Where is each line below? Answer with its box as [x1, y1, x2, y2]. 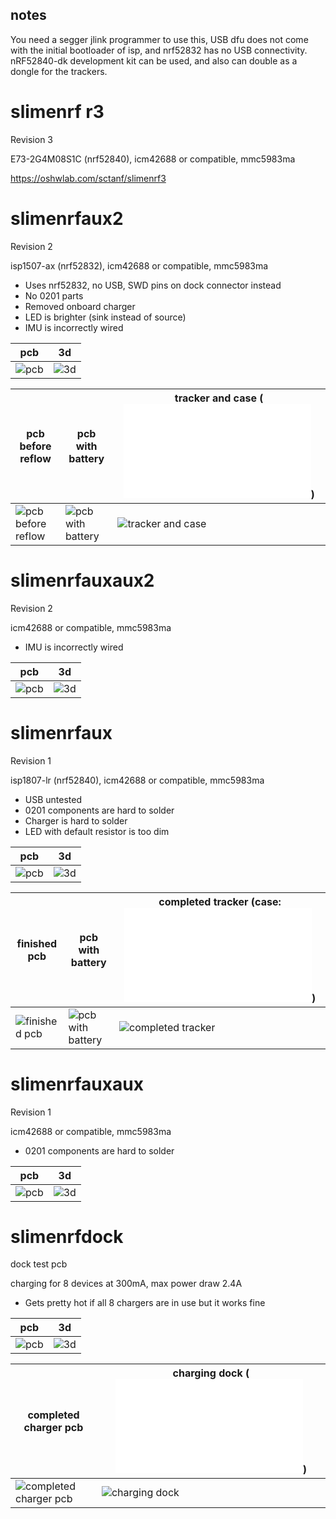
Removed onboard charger [24, 300, 136, 312]
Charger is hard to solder [24, 814, 128, 827]
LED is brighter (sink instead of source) [24, 311, 187, 323]
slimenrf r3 [10, 101, 105, 123]
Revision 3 [10, 133, 53, 145]
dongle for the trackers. [10, 65, 108, 77]
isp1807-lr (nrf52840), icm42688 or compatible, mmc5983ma [10, 774, 265, 786]
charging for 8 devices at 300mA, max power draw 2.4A [10, 1278, 243, 1290]
